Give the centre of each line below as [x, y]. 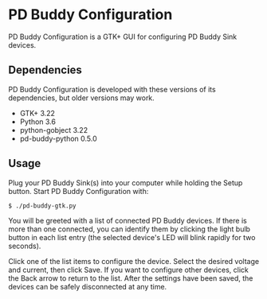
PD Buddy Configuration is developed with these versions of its [112, 89]
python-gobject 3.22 [54, 130]
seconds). [25, 246]
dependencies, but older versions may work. [82, 98]
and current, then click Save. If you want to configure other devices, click [128, 270]
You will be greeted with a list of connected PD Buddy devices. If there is [128, 220]
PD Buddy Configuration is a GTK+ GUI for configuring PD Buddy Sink [123, 37]
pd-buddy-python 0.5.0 [58, 138]
